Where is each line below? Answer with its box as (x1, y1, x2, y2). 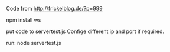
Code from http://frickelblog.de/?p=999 (6, 5, 103, 12)
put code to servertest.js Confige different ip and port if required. (6, 28, 164, 35)
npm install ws (6, 17, 41, 23)
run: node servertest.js (6, 40, 61, 46)
